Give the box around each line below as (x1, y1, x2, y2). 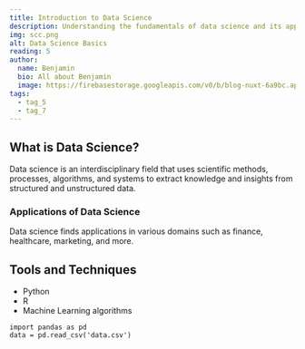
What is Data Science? (9, 140, 140, 155)
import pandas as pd (9, 323, 88, 332)
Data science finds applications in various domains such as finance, (9, 226, 263, 237)
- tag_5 (17, 97, 47, 107)
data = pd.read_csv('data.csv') (9, 331, 132, 340)
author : (9, 55, 39, 64)
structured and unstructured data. (9, 183, 136, 194)
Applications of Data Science (9, 205, 141, 218)
